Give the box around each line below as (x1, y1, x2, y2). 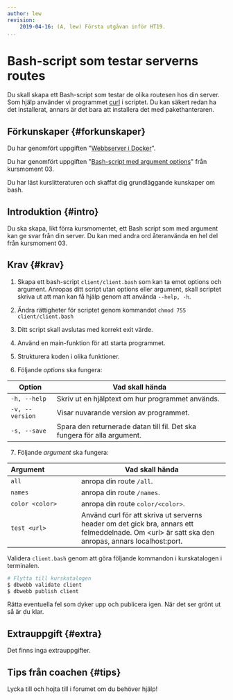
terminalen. (7, 561, 40, 569)
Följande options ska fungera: (17, 365, 103, 374)
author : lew (7, 10, 42, 17)
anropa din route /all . (80, 476, 153, 486)
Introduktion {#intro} (7, 206, 99, 217)
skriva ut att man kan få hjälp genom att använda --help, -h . (17, 292, 191, 301)
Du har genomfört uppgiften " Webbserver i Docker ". (7, 144, 156, 153)
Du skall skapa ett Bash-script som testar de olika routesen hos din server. (7, 91, 220, 99)
